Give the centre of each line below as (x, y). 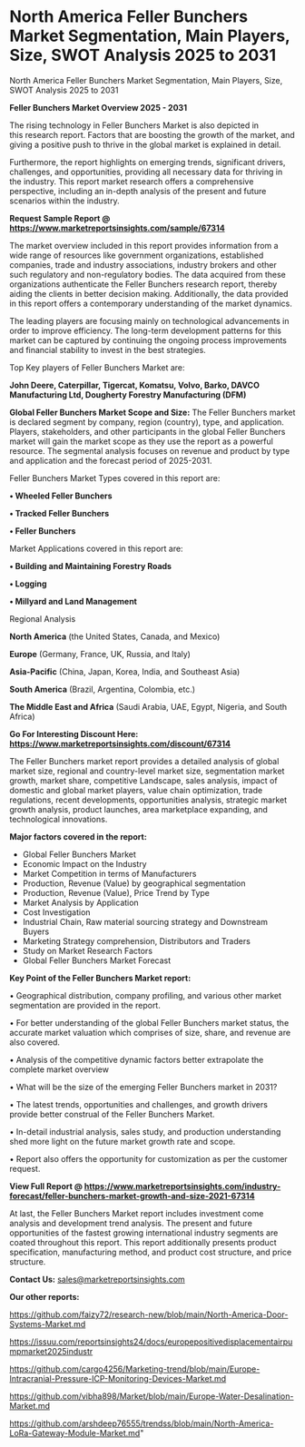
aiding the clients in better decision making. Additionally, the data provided (149, 293)
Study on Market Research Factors (87, 950)
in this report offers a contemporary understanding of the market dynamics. (151, 303)
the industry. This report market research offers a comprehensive (132, 181)
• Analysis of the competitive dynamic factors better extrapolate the (137, 1059)
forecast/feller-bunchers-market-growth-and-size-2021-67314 (133, 1196)
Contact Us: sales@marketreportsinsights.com (98, 1279)
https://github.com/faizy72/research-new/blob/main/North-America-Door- (149, 1314)
